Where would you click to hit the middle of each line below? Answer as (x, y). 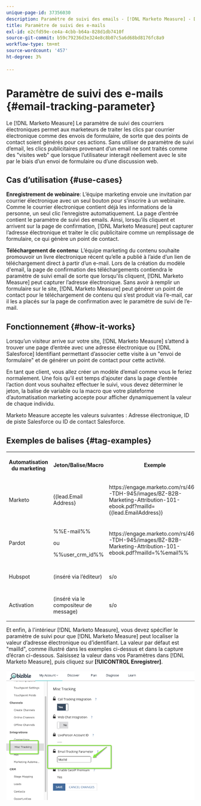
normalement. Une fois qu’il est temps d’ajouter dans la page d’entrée (92, 378)
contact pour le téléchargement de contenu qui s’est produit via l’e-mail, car (100, 295)
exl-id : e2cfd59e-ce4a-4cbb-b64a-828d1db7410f (65, 32)
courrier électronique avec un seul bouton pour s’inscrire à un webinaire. (96, 201)
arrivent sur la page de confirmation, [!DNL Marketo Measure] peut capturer (100, 226)
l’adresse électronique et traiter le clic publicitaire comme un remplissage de (100, 233)
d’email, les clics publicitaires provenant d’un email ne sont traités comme (97, 148)
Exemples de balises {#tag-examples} (79, 440)
